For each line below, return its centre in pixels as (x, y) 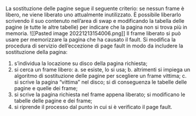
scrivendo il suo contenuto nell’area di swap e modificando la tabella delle (95, 21)
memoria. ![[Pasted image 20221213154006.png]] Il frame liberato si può (93, 33)
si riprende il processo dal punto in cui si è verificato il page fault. (93, 107)
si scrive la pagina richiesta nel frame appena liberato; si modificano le (100, 94)
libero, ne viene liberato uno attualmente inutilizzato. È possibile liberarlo (93, 15)
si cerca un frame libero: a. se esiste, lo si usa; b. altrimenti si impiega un (102, 69)
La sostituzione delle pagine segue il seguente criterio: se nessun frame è (95, 8)
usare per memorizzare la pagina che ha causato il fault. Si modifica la (91, 40)
